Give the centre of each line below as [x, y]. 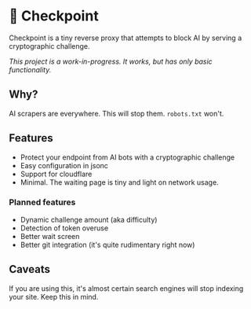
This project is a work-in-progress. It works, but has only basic [111, 61]
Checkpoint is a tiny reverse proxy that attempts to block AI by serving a [125, 38]
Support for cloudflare [56, 174]
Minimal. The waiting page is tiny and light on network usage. [119, 182]
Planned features [42, 202]
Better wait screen [50, 236]
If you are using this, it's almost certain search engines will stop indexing [126, 288]
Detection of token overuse [64, 228]
